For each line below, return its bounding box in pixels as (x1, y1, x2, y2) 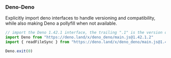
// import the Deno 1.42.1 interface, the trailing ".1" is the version (5, 30, 163, 35)
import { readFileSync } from (5, 39, 70, 45)
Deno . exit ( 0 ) (5, 48, 33, 53)
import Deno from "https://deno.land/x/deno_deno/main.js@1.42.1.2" (5, 35, 154, 40)
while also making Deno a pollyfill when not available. (5, 20, 117, 26)
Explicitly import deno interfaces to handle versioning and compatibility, (5, 15, 156, 21)
